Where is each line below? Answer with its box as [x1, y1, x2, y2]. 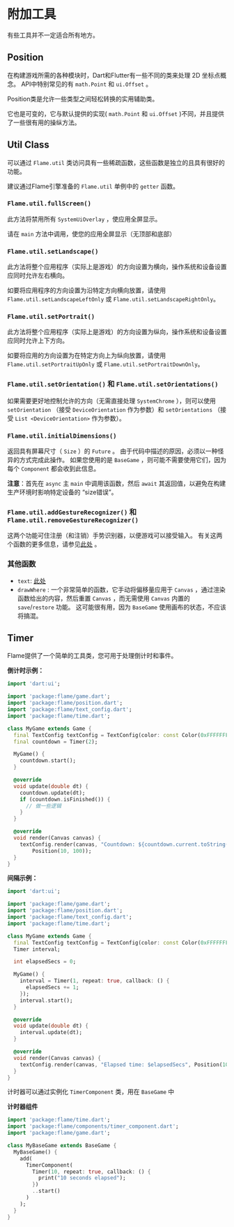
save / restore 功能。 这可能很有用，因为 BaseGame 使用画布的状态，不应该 [17, 603, 226, 611]
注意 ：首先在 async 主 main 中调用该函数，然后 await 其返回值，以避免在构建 [7, 480, 226, 488]
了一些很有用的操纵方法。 [7, 118, 81, 127]
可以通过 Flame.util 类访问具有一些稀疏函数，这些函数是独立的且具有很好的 [7, 158, 225, 166]
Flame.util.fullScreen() [7, 200, 92, 208]
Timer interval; [13, 945, 61, 953]
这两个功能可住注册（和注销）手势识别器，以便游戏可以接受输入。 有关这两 [7, 531, 223, 540]
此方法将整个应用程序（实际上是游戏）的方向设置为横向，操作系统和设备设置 [7, 263, 227, 271]
